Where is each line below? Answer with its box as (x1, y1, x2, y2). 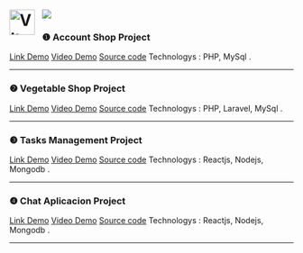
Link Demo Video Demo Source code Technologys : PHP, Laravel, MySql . (9, 103, 283, 113)
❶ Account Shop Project (41, 32, 151, 44)
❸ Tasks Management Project (9, 133, 142, 146)
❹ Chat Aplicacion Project (9, 194, 126, 207)
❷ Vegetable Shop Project (9, 82, 126, 95)
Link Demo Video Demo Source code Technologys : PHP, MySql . (9, 51, 252, 62)
